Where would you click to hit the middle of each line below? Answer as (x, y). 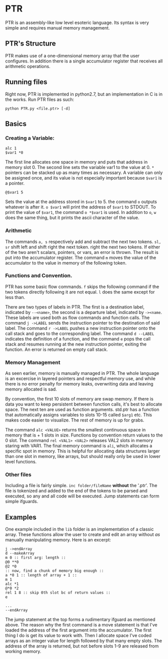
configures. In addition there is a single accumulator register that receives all (84, 61)
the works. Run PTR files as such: (40, 99)
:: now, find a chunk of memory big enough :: (54, 571)
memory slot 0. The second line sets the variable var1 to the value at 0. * (80, 167)
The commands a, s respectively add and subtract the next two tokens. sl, (83, 241)
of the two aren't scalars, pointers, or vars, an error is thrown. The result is (82, 252)
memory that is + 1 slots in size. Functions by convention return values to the (84, 435)
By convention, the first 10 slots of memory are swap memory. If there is (79, 399)
